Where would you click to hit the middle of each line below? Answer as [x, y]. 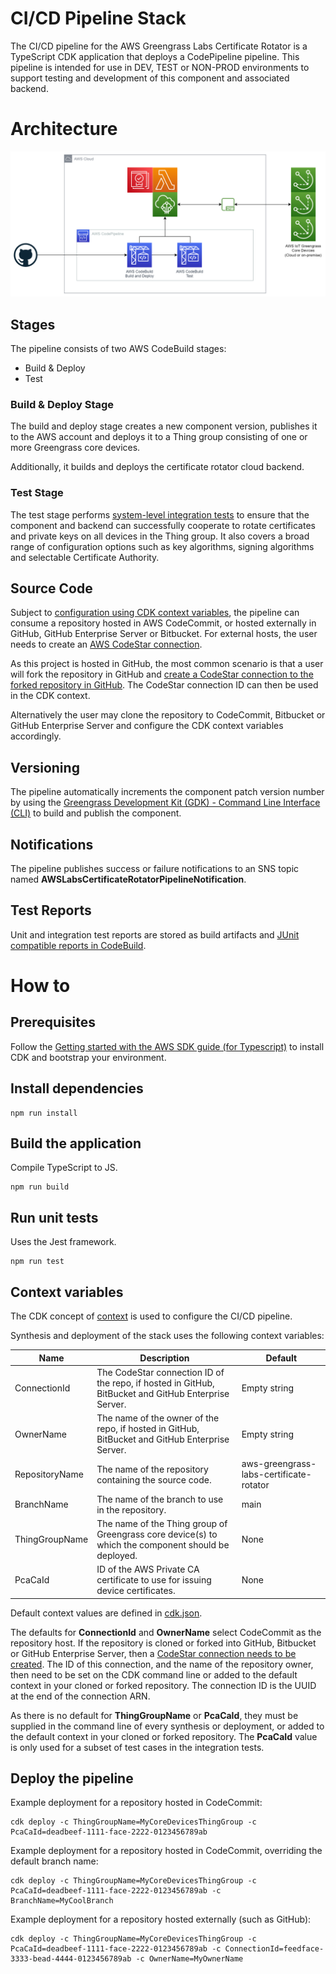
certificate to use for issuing [154, 1580]
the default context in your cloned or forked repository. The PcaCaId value [164, 1736]
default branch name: [54, 1861]
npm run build [40, 1187]
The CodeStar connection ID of [160, 1372]
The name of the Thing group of [162, 1523]
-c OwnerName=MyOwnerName [189, 1959]
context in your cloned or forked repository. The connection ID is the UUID [163, 1685]
